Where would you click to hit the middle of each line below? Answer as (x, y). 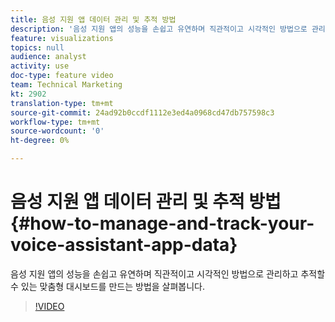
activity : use (40, 66)
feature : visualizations (62, 38)
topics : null (37, 47)
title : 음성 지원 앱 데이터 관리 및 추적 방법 (93, 19)
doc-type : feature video (62, 76)
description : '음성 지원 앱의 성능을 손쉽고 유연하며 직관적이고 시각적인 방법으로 (159, 29)
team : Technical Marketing (66, 85)
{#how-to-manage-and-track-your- (162, 223)
